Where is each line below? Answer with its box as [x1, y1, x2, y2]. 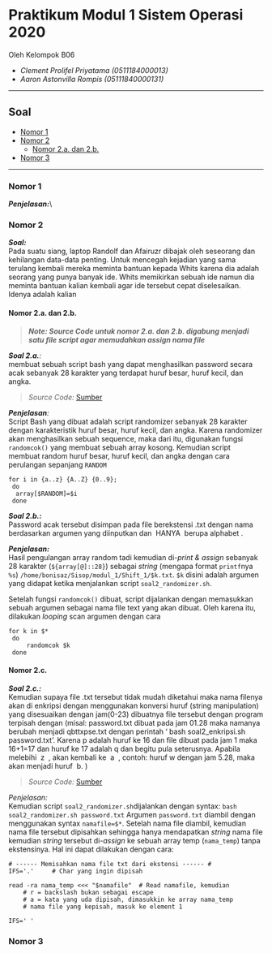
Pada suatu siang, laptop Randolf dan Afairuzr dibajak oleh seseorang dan [8, 246, 256, 257]
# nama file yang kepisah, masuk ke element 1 [23, 903, 183, 911]
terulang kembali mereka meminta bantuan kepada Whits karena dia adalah [8, 264, 260, 274]
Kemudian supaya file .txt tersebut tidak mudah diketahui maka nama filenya [8, 692, 263, 701]
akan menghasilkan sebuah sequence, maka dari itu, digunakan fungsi [8, 433, 244, 443]
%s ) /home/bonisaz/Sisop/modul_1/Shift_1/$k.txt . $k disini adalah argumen [8, 570, 259, 580]
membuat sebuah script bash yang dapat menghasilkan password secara [8, 359, 253, 369]
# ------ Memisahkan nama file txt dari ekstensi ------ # [8, 860, 212, 868]
